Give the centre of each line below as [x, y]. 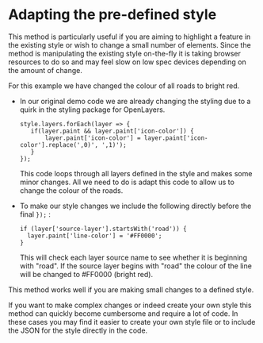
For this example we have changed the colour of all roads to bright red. [124, 86]
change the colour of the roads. [71, 190]
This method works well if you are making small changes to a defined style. [131, 289]
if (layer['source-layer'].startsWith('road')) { [103, 229]
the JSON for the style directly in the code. [78, 330]
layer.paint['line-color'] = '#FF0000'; [95, 236]
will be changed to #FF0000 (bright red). [86, 274]
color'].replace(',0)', [59, 145]
